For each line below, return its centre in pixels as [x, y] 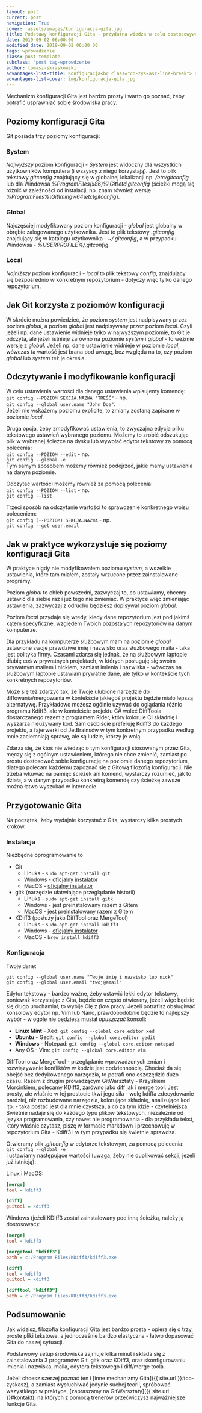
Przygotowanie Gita [44, 806]
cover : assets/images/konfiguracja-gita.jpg [64, 29]
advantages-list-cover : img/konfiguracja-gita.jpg [71, 79]
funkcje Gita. [22, 1403]
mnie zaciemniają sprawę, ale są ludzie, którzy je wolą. [74, 737]
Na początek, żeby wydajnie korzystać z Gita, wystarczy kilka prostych [94, 820]
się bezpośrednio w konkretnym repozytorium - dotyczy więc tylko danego [99, 279]
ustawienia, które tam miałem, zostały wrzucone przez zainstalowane [92, 575]
